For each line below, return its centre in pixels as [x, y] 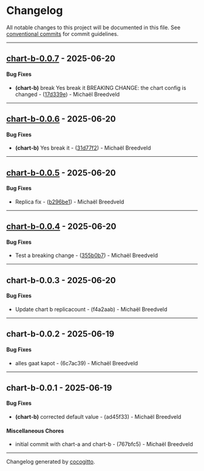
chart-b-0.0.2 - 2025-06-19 [60, 334]
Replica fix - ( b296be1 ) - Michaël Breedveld [70, 202]
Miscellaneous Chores [35, 431]
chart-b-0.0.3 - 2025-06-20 [61, 280]
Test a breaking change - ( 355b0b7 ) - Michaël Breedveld [86, 255]
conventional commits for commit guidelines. [63, 33]
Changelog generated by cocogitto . [51, 462]
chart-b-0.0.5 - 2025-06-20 [61, 173]
